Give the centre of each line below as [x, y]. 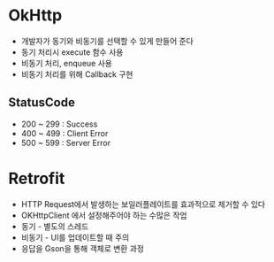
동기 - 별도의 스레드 [55, 226]
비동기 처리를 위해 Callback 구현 [77, 74]
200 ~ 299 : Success [59, 124]
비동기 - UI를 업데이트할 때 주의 [75, 237]
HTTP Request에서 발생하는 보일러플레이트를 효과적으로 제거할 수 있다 [143, 204]
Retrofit [37, 178]
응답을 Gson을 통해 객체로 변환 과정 [83, 248]
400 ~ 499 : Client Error [65, 133]
